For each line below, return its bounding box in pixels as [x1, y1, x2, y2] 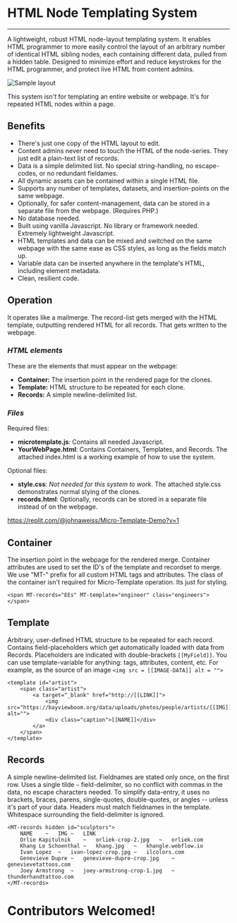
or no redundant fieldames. [39, 169, 119, 177]
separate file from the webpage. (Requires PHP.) [17, 206, 159, 215]
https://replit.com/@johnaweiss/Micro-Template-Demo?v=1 [7, 517, 180, 525]
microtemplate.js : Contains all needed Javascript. [17, 438, 164, 446]
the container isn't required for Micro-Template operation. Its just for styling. [7, 577, 229, 586]
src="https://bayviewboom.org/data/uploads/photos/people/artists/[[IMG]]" [7, 704, 235, 711]
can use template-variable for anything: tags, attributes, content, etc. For [7, 658, 219, 666]
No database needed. [17, 214, 81, 222]
